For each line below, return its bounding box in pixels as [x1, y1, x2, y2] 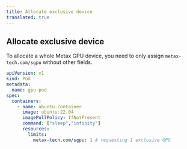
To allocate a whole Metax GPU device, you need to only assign [6, 52, 164, 60]
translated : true [6, 14, 50, 20]
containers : [11, 98, 42, 104]
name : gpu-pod [11, 87, 47, 93]
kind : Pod [6, 76, 31, 82]
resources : [22, 126, 50, 132]
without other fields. [43, 59, 93, 66]
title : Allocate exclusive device [6, 8, 93, 15]
